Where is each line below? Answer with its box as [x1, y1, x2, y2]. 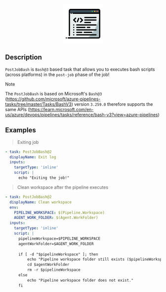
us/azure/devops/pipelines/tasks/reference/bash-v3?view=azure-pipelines [5, 112, 158, 118]
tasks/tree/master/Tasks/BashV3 [5, 101, 72, 107]
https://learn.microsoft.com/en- [29, 106, 94, 112]
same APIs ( [5, 106, 30, 112]
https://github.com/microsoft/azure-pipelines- [6, 96, 101, 102]
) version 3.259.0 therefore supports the [71, 101, 153, 107]
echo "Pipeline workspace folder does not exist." [27, 278, 134, 283]
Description [5, 53, 42, 62]
